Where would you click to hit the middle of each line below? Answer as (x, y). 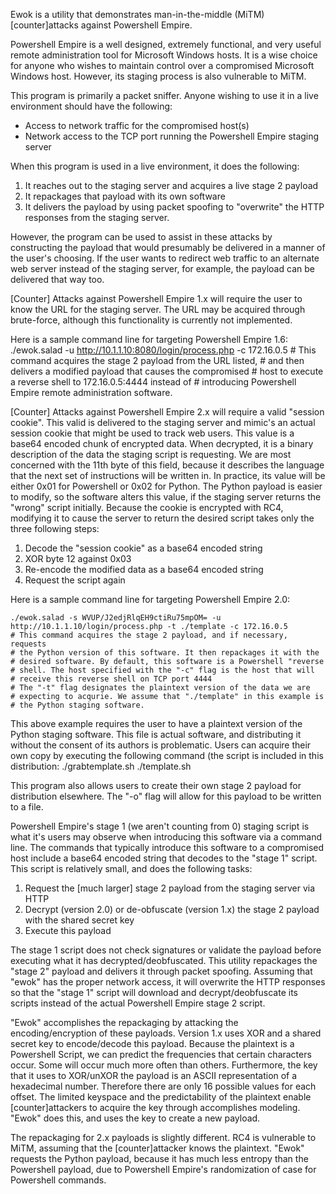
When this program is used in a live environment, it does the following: (155, 166)
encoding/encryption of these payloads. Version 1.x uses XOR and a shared (166, 1033)
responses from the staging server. (97, 217)
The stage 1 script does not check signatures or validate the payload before (166, 950)
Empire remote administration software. (91, 392)
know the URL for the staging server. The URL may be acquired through (158, 309)
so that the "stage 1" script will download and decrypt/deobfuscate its (154, 992)
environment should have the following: (91, 106)
